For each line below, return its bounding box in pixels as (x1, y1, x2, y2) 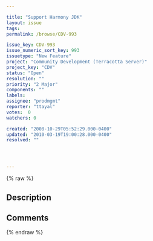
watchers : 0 (6, 115, 36, 121)
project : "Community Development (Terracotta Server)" (6, 59, 148, 65)
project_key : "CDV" (6, 64, 56, 70)
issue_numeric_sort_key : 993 (6, 48, 80, 54)
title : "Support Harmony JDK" (6, 14, 83, 20)
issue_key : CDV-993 (6, 42, 56, 48)
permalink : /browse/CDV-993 (6, 31, 77, 37)
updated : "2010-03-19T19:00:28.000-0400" (6, 131, 112, 138)
